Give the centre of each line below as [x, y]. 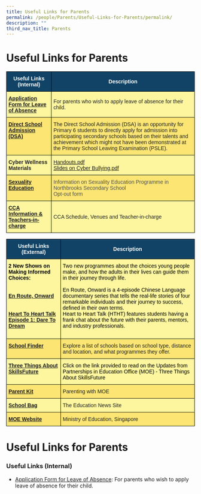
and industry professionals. [94, 326]
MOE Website [25, 419]
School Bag [23, 406]
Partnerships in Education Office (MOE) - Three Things [126, 372]
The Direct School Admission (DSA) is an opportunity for [118, 124]
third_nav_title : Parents [38, 28]
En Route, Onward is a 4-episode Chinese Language [124, 290]
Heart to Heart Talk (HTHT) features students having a [125, 314]
